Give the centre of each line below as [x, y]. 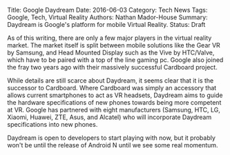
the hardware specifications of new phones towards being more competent [114, 102]
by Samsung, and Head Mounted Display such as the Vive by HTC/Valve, [111, 52]
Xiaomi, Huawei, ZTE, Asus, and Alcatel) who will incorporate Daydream [109, 117]
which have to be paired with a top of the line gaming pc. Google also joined [115, 60]
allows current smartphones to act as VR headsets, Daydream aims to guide [115, 95]
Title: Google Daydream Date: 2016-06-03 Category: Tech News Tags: [107, 10]
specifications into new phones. [52, 124]
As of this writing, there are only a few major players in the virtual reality [109, 38]
